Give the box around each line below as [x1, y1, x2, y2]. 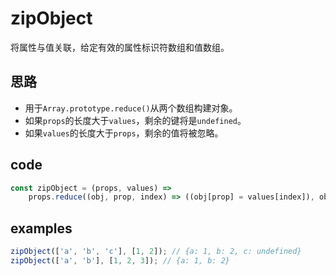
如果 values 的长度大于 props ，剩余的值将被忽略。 [24, 127, 224, 139]
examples [10, 220, 73, 237]
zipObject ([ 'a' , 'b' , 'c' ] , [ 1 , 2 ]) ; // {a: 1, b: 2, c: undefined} [10, 247, 302, 257]
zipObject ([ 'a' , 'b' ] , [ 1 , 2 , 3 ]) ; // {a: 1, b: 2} [10, 256, 231, 266]
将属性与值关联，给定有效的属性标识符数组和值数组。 [10, 41, 230, 53]
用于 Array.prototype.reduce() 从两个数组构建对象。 [24, 102, 238, 114]
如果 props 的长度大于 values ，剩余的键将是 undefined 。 [24, 114, 247, 126]
